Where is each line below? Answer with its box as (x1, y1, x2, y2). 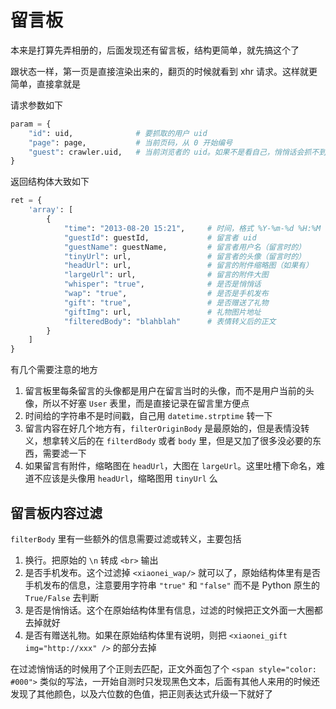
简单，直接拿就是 (10, 77, 81, 90)
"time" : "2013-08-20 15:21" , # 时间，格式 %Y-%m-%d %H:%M (63, 223, 322, 233)
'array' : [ (28, 205, 74, 215)
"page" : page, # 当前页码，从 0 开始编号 (28, 137, 233, 148)
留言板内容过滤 (10, 504, 103, 521)
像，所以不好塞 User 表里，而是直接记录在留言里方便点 (24, 397, 250, 410)
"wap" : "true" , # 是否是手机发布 (63, 289, 269, 299)
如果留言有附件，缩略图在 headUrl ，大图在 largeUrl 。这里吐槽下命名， (24, 460, 317, 472)
